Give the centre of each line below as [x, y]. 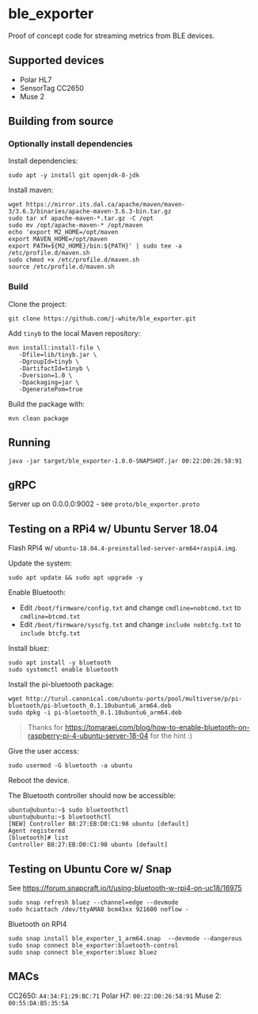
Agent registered [37, 831]
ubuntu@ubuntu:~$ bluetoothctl [60, 817]
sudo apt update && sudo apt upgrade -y [76, 578]
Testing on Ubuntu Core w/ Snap [90, 869]
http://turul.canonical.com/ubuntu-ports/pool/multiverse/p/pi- [134, 699]
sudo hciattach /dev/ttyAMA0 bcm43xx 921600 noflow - [99, 909]
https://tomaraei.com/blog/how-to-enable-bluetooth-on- [157, 728]
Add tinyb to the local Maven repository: [74, 333]
